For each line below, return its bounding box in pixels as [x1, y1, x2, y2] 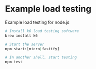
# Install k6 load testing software [5, 28, 79, 33]
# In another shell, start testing [5, 55, 77, 60]
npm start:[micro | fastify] [5, 46, 60, 51]
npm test [5, 59, 23, 65]
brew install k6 [5, 33, 38, 38]
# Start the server [5, 42, 45, 47]
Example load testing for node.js [5, 19, 69, 25]
